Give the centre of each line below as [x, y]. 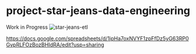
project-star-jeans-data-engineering [98, 11]
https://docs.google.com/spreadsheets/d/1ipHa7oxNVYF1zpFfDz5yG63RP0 [98, 38]
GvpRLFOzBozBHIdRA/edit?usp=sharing [55, 45]
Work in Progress [27, 27]
